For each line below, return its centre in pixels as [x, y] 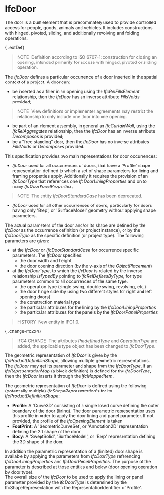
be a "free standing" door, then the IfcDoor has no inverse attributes [81, 141]
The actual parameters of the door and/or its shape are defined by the [75, 225]
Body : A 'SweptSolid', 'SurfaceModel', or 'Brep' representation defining [84, 436]
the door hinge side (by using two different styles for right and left [86, 291]
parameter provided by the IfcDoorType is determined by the [66, 482]
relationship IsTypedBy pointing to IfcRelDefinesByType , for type [77, 276]
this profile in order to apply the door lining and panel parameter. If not [83, 415]
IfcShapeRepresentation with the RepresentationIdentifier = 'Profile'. [73, 487]
